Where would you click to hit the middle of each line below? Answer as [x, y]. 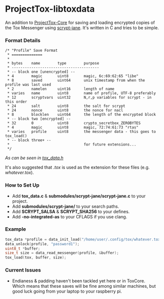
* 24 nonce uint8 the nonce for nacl [65, 110]
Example [16, 229]
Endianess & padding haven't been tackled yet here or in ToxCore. [79, 281]
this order [16, 102]
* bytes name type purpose [53, 64]
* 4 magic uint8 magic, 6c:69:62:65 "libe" [73, 76]
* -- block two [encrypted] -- [39, 119]
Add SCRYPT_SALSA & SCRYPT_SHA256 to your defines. [71, 212]
